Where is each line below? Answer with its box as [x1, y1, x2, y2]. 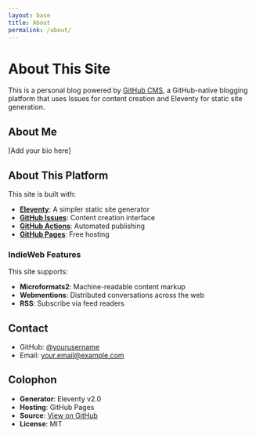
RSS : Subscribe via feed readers [19, 299, 125, 308]
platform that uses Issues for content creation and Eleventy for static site [8, 94, 243, 103]
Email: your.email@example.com [19, 350, 124, 361]
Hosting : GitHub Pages [19, 402, 95, 411]
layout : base [8, 11, 51, 20]
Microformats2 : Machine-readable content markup [19, 282, 186, 292]
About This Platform [8, 169, 109, 182]
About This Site [8, 60, 111, 78]
